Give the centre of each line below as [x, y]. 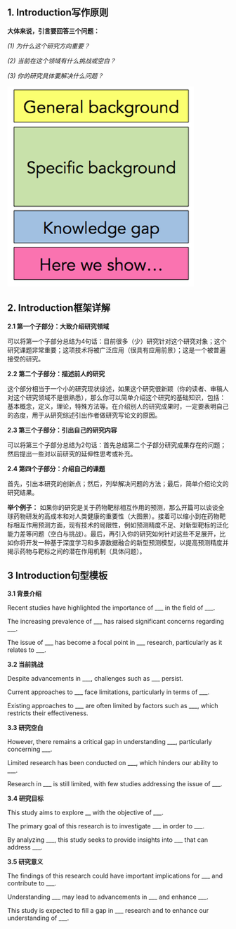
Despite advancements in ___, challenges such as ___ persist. [96, 679]
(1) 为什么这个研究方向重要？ [48, 46]
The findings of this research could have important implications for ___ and [115, 876]
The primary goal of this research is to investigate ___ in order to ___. [106, 826]
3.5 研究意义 [25, 862]
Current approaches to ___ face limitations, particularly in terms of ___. [109, 692]
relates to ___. [27, 650]
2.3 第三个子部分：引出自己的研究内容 [62, 430]
